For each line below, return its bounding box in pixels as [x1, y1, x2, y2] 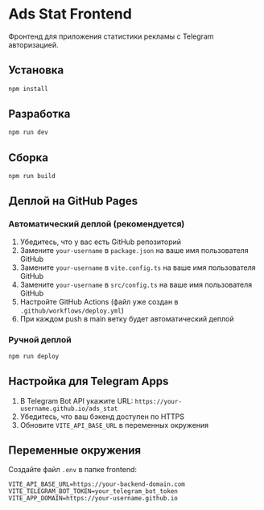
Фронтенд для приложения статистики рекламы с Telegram [8, 31, 215, 41]
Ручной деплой [8, 334, 72, 345]
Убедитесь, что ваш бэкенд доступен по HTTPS [19, 412, 185, 421]
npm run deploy [8, 352, 60, 360]
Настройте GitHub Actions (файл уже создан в [19, 296, 179, 306]
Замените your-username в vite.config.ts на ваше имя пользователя [19, 263, 256, 272]
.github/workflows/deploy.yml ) [19, 305, 125, 315]
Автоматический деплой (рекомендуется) [8, 218, 185, 230]
